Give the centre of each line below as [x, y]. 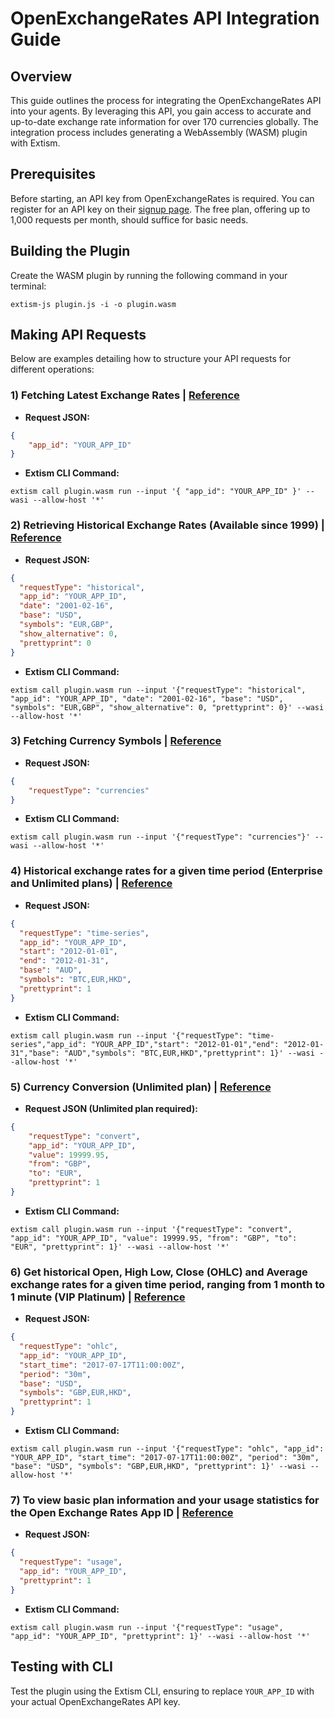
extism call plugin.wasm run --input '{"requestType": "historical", [158, 690]
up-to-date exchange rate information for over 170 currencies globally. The [164, 121]
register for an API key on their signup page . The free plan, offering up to [160, 209]
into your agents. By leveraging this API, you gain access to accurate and [161, 111]
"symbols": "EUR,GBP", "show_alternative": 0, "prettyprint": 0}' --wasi [167, 707]
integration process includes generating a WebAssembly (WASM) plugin [159, 132]
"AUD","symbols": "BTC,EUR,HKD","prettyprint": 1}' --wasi [189, 1053]
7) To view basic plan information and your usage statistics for [165, 1500]
